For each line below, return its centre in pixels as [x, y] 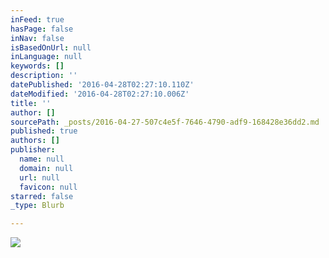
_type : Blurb [37, 206]
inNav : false [37, 38]
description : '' [44, 76]
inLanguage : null [46, 57]
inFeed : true [37, 19]
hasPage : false [42, 29]
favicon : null [48, 187]
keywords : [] [37, 66]
